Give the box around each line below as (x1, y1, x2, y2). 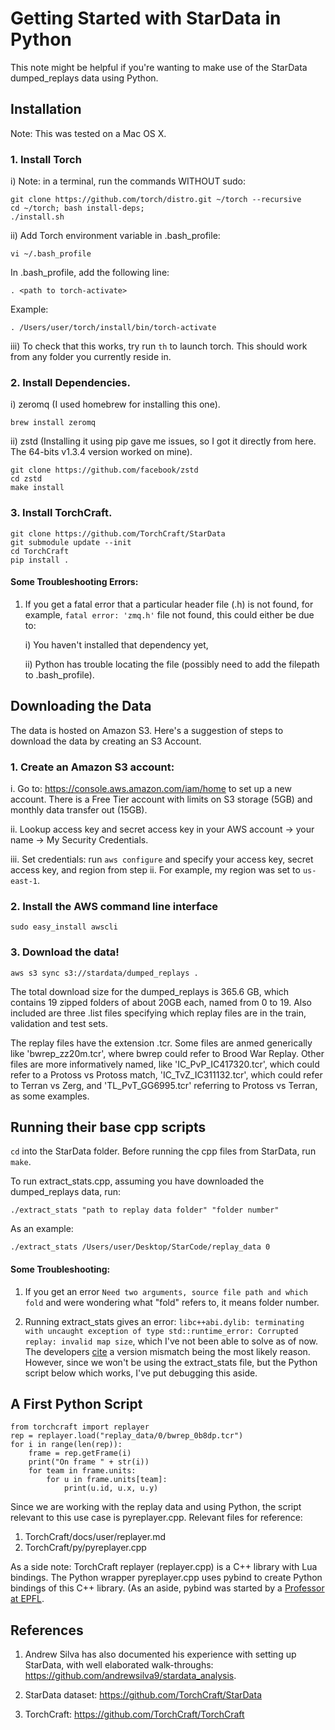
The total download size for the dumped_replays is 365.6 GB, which (10, 985, 290, 997)
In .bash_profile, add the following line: (10, 267, 170, 279)
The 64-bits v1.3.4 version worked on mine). (10, 446, 193, 458)
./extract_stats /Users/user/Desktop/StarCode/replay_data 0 (10, 1242, 271, 1252)
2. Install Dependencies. (10, 375, 131, 389)
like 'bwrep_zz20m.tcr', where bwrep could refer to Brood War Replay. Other (10, 1047, 325, 1059)
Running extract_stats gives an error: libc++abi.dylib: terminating (24, 1315, 305, 1327)
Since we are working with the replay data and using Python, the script (10, 1501, 302, 1513)
